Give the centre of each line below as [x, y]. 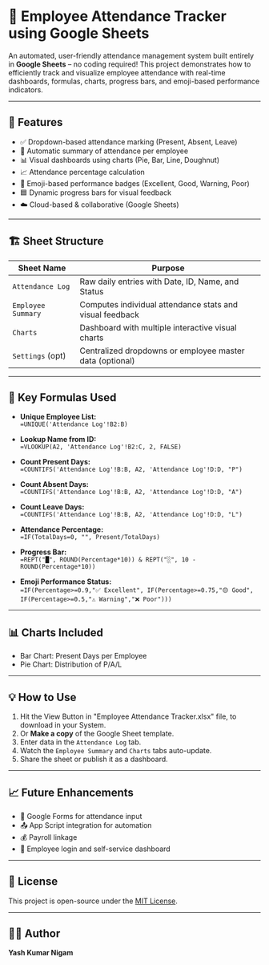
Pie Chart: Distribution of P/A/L [71, 664]
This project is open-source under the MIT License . [93, 901]
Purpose [168, 268]
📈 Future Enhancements [71, 793]
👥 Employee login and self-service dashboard [95, 849]
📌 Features [36, 122]
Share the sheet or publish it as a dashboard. [94, 759]
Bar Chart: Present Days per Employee [83, 656]
